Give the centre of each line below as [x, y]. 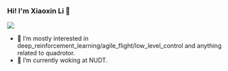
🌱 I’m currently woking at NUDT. [62, 60]
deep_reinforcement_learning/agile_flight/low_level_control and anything [119, 46]
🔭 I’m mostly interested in [53, 39]
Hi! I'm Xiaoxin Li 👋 [39, 11]
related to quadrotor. [46, 53]
